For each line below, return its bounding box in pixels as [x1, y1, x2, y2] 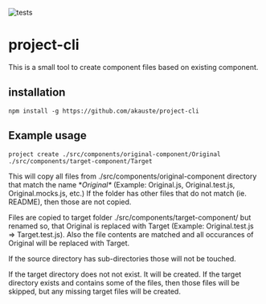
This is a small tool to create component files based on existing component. [8, 62, 259, 72]
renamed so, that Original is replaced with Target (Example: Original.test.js [8, 221, 255, 231]
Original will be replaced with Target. [8, 238, 130, 248]
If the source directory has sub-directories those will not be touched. [8, 253, 237, 263]
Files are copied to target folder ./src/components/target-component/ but [8, 212, 252, 222]
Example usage [8, 129, 87, 142]
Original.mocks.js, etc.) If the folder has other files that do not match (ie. [8, 188, 247, 198]
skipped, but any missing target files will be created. [8, 286, 181, 296]
